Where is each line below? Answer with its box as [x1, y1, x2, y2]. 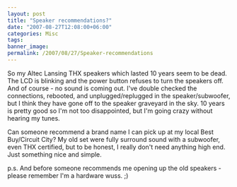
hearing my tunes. [7, 114, 60, 122]
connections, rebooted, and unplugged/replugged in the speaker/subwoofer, [7, 91, 231, 99]
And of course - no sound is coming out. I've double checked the [7, 84, 197, 92]
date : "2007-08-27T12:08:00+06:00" [7, 23, 112, 30]
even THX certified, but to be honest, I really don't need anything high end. [7, 143, 226, 151]
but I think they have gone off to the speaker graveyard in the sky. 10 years [7, 99, 225, 107]
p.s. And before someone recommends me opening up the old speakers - [7, 164, 221, 172]
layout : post [7, 10, 46, 18]
